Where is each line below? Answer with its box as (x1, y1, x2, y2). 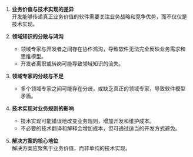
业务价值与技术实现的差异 (11, 6, 74, 12)
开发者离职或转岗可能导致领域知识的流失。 (20, 60, 124, 67)
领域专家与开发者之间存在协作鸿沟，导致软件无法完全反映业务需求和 (20, 45, 186, 52)
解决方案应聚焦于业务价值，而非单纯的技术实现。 (11, 145, 131, 152)
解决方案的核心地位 (11, 138, 59, 144)
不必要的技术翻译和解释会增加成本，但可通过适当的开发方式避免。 (20, 125, 181, 132)
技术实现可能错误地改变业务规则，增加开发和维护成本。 (20, 118, 155, 124)
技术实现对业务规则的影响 (11, 105, 74, 112)
